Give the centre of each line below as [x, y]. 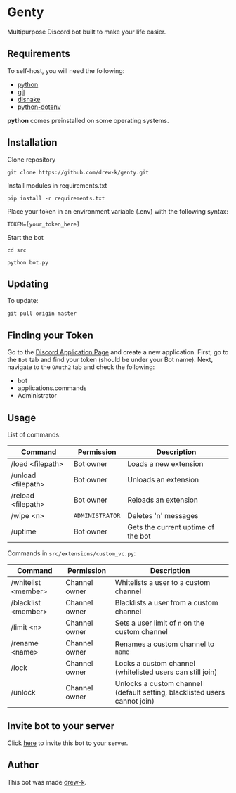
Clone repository [32, 160]
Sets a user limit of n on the [160, 623]
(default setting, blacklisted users [170, 692]
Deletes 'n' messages [163, 516]
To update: [23, 301]
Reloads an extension [163, 500]
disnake [29, 99]
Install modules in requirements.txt [57, 185]
